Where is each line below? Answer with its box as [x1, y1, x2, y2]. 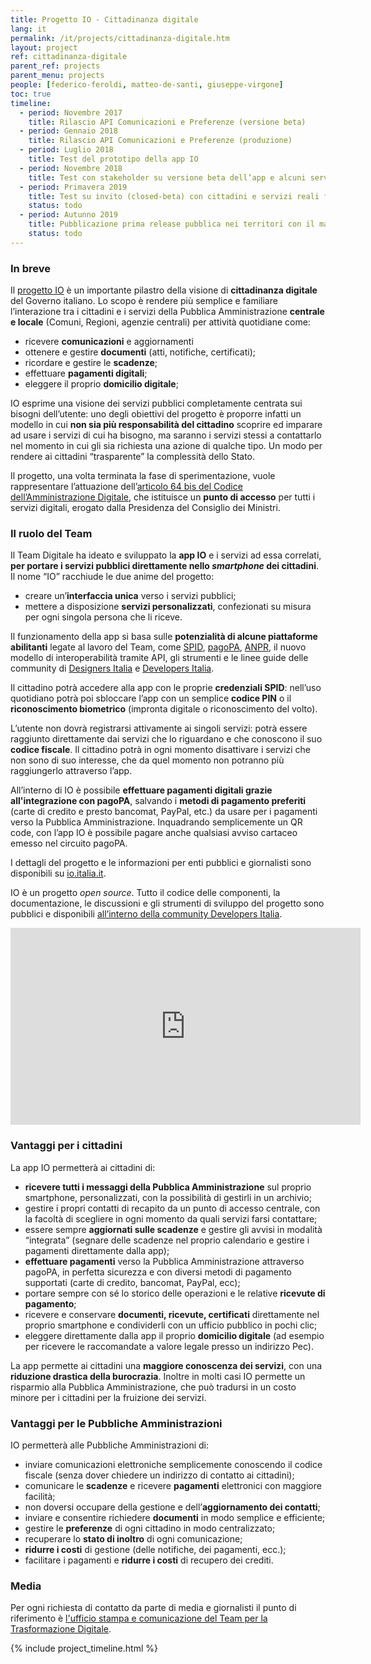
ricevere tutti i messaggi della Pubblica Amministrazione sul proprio [24, 1181, 312, 1193]
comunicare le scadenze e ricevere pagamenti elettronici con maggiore [24, 1479, 322, 1491]
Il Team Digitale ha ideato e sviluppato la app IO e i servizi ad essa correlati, [10, 549, 322, 561]
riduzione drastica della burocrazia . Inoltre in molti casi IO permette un [10, 1370, 306, 1382]
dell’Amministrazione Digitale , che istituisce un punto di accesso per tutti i [10, 491, 316, 503]
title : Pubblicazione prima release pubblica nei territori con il [28, 219, 315, 230]
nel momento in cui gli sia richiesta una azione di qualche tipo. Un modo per [10, 440, 323, 452]
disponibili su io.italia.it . [10, 867, 107, 880]
